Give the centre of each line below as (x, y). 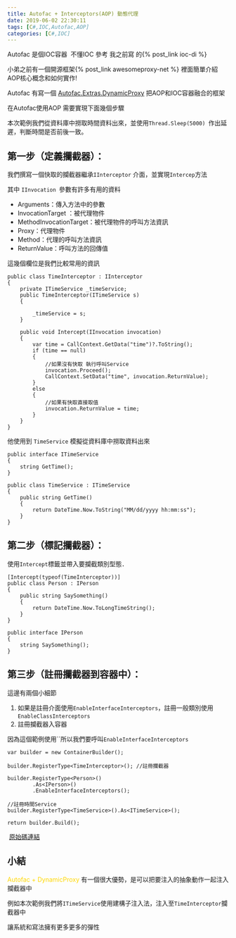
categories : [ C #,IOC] (39, 33)
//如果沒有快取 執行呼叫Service (87, 364)
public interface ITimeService (53, 455)
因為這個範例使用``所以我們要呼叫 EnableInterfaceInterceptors (98, 739)
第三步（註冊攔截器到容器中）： (74, 674)
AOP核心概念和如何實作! (42, 78)
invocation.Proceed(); (78, 370)
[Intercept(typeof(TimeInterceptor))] (64, 577)
